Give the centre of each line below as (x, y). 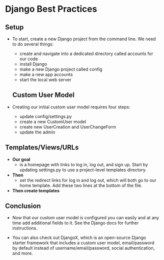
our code (29, 59)
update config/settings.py (46, 116)
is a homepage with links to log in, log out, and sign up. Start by (84, 164)
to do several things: (33, 44)
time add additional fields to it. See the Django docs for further (75, 223)
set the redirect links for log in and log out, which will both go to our (88, 180)
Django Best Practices (51, 9)
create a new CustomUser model (53, 122)
